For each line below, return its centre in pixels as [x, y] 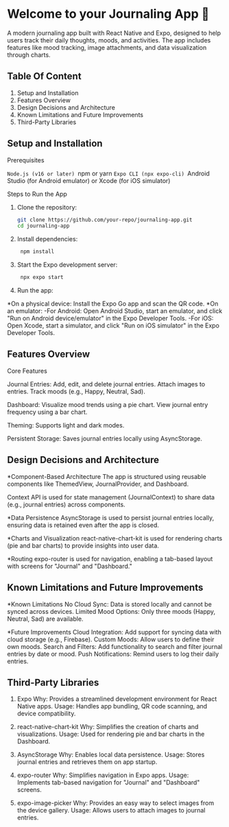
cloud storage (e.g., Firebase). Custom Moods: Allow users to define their [111, 639]
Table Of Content [44, 76]
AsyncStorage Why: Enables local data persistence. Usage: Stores [111, 755]
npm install [37, 252]
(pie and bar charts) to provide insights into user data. [83, 545]
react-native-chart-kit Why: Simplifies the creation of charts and [108, 727]
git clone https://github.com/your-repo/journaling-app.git [105, 220]
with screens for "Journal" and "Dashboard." [70, 566]
